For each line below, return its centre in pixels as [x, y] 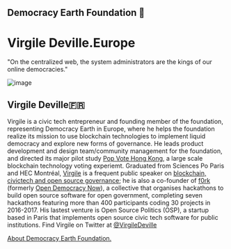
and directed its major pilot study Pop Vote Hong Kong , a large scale [105, 159]
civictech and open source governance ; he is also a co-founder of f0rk [109, 181]
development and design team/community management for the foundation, [115, 151]
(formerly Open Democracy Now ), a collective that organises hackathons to [115, 188]
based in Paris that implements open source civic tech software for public [113, 218]
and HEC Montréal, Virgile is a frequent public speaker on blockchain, [107, 173]
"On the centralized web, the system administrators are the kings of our [110, 62]
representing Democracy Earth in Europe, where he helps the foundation [111, 129]
